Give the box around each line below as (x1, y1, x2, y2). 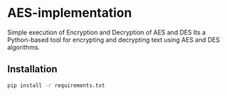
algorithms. (7, 43, 40, 51)
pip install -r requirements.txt (7, 82, 105, 89)
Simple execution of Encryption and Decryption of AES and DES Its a (7, 28, 206, 36)
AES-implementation (7, 5, 132, 21)
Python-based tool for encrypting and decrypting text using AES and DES (7, 35, 220, 43)
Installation (7, 63, 58, 75)
